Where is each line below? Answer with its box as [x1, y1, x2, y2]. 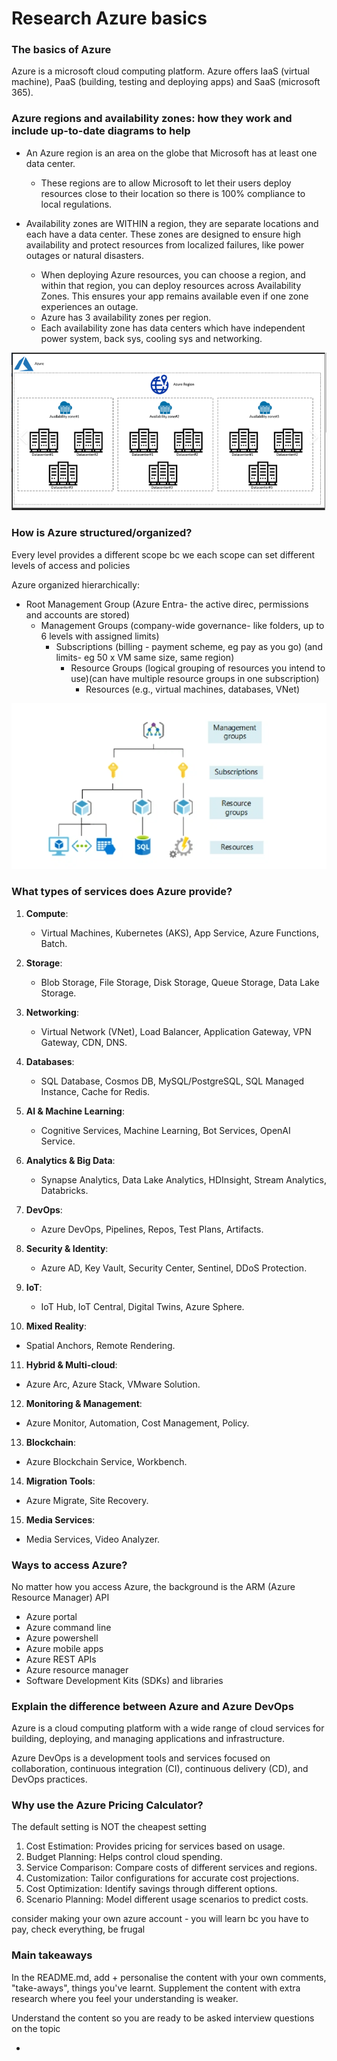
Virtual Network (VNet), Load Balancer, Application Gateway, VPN [40, 1025, 312, 1037]
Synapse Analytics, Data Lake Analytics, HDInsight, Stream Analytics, [40, 1173, 328, 1186]
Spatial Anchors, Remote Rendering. [25, 1339, 176, 1351]
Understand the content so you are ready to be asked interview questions [11, 2012, 315, 2024]
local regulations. [40, 198, 113, 210]
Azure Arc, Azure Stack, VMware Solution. [25, 1378, 201, 1390]
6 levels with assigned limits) [40, 630, 160, 642]
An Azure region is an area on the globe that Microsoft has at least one [25, 147, 318, 159]
